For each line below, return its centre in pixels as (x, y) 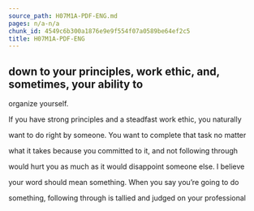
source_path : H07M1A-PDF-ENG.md (63, 16)
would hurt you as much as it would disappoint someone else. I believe (127, 166)
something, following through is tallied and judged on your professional (127, 198)
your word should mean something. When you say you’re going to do (124, 183)
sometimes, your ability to (76, 84)
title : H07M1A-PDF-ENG (47, 39)
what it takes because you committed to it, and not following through (123, 151)
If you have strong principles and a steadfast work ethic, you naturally (125, 119)
